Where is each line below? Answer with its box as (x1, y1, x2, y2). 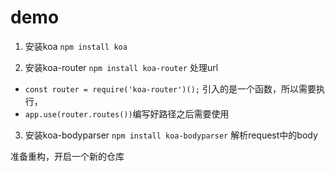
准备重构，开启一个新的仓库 (10, 150, 125, 162)
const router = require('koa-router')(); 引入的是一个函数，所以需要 (24, 82, 317, 95)
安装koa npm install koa (24, 40, 128, 52)
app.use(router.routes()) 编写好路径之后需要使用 (24, 107, 230, 120)
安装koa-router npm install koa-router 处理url (24, 61, 219, 73)
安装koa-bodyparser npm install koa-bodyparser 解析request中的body (24, 129, 318, 141)
